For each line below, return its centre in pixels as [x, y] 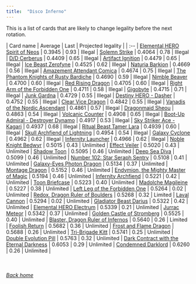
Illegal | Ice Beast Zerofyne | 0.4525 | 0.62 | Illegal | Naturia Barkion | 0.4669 [98, 64]
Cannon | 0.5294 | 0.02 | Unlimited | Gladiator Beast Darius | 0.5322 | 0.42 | [97, 201]
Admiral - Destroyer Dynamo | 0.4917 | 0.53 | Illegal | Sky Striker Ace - [91, 120]
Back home [20, 275]
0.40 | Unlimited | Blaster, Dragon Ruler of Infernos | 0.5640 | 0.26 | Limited [97, 219]
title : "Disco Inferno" [36, 11]
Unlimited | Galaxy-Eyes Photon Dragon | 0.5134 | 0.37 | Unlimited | [87, 164]
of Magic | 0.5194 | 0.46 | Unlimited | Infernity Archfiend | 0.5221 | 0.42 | [93, 176]
